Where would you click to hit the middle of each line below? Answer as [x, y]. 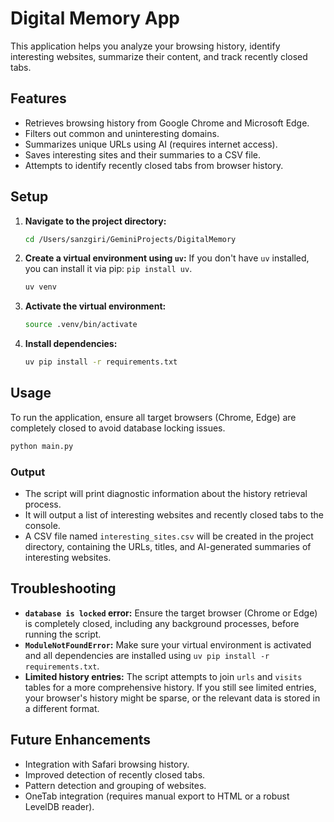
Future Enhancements [81, 740]
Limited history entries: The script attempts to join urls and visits [163, 676]
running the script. [63, 634]
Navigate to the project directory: [95, 221]
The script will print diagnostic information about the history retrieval [166, 494]
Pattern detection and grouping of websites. [115, 785]
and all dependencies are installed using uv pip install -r [147, 655]
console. [42, 526]
